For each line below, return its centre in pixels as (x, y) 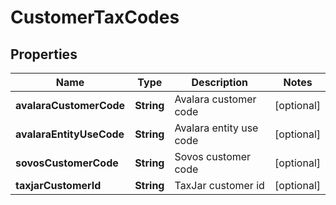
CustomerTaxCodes (95, 17)
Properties (44, 54)
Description (219, 82)
